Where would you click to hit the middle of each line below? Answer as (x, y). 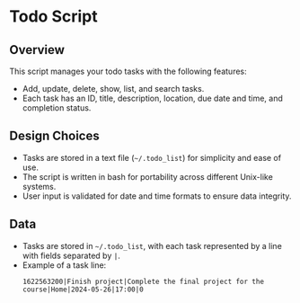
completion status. (57, 108)
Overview (37, 50)
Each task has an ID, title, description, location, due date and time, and (152, 98)
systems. (39, 186)
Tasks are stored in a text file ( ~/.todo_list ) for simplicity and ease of (151, 157)
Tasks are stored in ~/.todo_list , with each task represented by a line (152, 245)
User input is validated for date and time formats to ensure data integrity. (157, 196)
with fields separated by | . (71, 255)
